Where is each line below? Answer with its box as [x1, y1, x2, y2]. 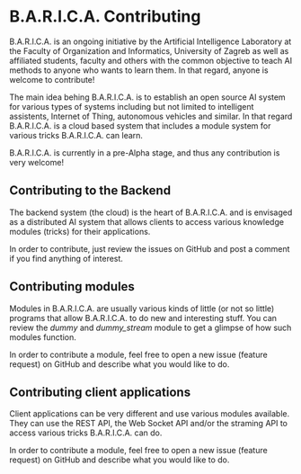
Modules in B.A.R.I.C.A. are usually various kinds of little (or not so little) [9, 303, 275, 314]
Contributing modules [9, 279, 135, 294]
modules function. [9, 331, 76, 343]
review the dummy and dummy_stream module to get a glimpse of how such [9, 322, 292, 333]
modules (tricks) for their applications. [9, 226, 151, 237]
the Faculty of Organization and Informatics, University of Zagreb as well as [9, 45, 289, 56]
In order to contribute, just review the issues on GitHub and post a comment [9, 243, 290, 254]
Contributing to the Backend [9, 183, 172, 199]
